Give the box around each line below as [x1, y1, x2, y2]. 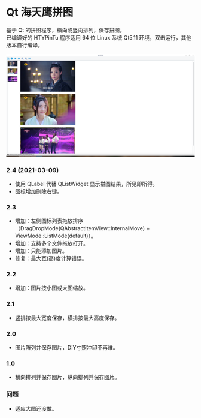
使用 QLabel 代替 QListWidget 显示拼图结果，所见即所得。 [14, 180, 159, 187]
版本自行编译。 [6, 41, 43, 49]
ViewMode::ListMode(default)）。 [14, 232, 97, 240]
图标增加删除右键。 [14, 187, 63, 195]
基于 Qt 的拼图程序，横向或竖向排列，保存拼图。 [6, 26, 126, 34]
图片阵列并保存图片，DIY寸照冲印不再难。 [14, 344, 118, 351]
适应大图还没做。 [14, 405, 57, 412]
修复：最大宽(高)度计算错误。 [14, 255, 88, 262]
